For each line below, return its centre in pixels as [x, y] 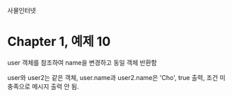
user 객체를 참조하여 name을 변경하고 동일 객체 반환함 [82, 62]
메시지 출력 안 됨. [55, 86]
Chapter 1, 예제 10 [59, 42]
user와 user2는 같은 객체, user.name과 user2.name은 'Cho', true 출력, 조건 [113, 77]
